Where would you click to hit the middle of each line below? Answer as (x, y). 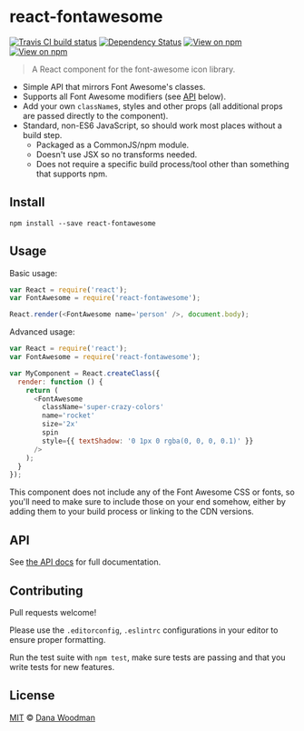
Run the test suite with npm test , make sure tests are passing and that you (147, 657)
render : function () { (60, 382)
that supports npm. (72, 174)
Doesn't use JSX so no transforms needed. (117, 154)
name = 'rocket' (69, 416)
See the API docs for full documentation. (85, 562)
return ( (42, 390)
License (32, 696)
